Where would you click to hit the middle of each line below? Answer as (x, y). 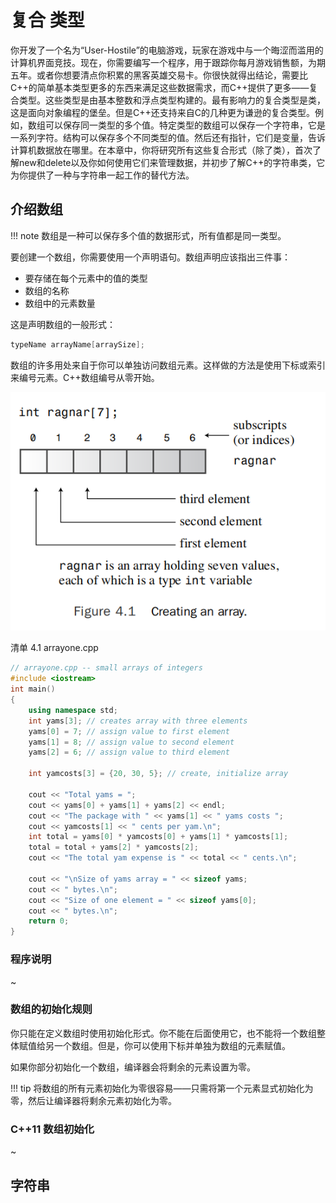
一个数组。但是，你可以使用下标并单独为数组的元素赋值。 (172, 1045)
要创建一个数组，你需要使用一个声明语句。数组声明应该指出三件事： (150, 257)
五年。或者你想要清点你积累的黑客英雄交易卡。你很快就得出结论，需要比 (159, 75)
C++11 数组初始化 (52, 1129)
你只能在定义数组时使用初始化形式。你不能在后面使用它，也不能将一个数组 (163, 1033)
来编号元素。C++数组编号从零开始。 (85, 377)
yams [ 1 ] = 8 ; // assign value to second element (131, 742)
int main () (33, 689)
